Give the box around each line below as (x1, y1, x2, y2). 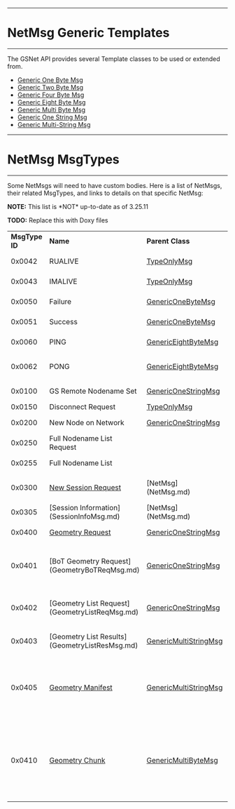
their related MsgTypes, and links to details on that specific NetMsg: (7, 189, 204, 197)
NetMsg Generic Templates (7, 25, 170, 41)
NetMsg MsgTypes (7, 152, 120, 168)
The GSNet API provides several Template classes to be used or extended (7, 54, 220, 63)
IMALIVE (49, 276, 78, 286)
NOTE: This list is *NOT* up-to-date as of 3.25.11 (7, 202, 149, 210)
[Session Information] (49, 502, 121, 512)
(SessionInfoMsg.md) (49, 512, 120, 521)
